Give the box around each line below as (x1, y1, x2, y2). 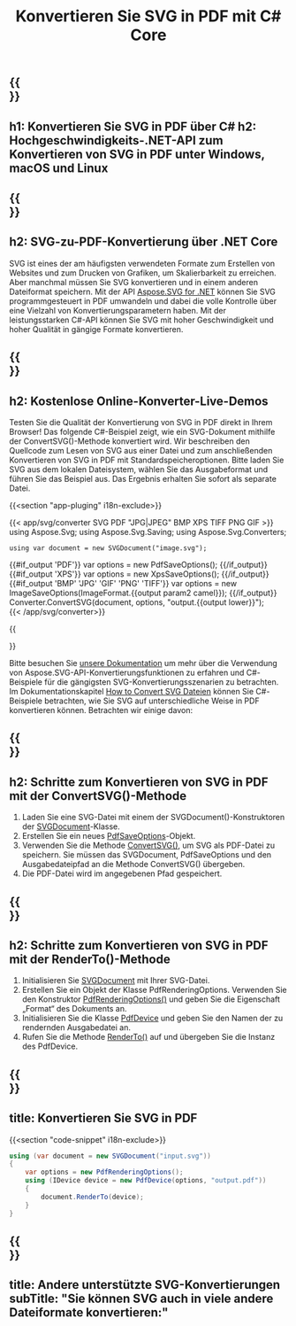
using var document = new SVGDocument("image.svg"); (9, 543, 208, 553)
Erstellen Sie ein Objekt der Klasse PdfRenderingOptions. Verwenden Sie (21, 985, 287, 996)
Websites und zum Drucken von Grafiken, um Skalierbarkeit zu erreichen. (9, 268, 277, 278)
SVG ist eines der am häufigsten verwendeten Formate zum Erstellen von (9, 258, 276, 268)
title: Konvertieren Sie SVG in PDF (9, 1111, 198, 1126)
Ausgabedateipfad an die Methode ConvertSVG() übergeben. (21, 859, 246, 870)
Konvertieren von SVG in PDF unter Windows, (9, 146, 265, 161)
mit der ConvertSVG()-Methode (9, 788, 187, 803)
